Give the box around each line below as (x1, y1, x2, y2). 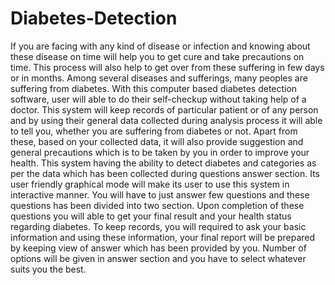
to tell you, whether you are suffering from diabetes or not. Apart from (10, 125, 298, 137)
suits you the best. (10, 263, 87, 275)
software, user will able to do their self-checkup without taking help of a (10, 93, 307, 105)
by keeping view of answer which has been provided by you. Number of (10, 242, 307, 254)
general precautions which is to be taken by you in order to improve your (10, 146, 310, 158)
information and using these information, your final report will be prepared (10, 231, 316, 243)
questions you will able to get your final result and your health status (10, 210, 292, 222)
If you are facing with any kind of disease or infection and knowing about (10, 40, 311, 52)
